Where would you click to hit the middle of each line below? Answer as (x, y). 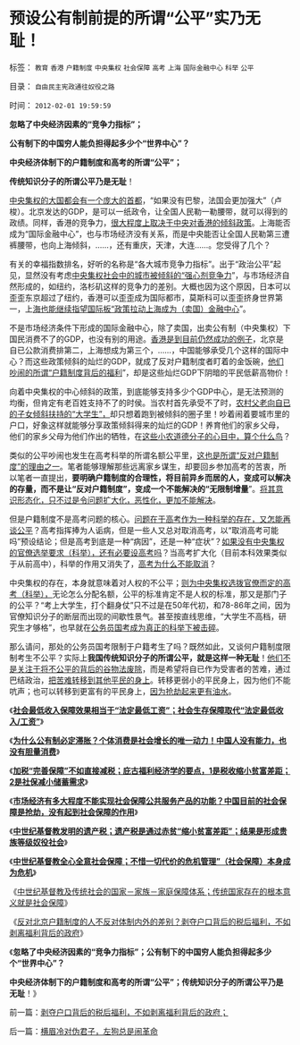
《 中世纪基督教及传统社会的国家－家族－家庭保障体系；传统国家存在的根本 (146, 891)
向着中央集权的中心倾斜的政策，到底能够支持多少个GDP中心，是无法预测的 (146, 391)
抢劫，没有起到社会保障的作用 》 (81, 811)
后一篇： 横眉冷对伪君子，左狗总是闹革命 (83, 1031)
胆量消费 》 (42, 752)
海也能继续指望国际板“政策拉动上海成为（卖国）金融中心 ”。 (142, 309)
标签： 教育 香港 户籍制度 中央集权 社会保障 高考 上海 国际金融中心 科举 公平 (132, 67)
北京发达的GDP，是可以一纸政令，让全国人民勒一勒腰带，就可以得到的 (158, 211)
